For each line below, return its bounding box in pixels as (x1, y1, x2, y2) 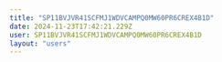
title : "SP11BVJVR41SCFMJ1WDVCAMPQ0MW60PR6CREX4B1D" (9, 13, 215, 23)
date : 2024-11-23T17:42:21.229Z (9, 22, 132, 31)
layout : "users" (9, 38, 71, 48)
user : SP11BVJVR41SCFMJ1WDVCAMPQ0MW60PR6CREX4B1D (9, 30, 203, 39)
